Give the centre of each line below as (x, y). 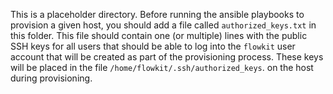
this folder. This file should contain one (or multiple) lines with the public (159, 35)
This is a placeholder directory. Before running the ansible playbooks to (157, 14)
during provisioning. (51, 78)
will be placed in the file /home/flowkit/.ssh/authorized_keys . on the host (162, 67)
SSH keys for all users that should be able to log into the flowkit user (153, 46)
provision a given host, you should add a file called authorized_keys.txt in (163, 25)
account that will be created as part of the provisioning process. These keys (167, 57)
